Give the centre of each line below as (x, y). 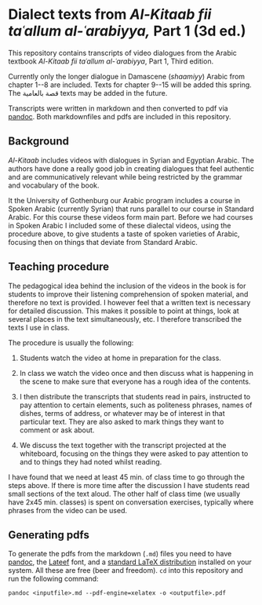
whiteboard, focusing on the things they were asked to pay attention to (134, 454)
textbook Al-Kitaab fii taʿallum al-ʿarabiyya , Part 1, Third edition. (111, 61)
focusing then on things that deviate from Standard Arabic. (103, 242)
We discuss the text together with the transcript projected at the (123, 445)
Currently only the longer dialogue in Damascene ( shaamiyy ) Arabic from (127, 76)
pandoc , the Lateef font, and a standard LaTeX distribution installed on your (130, 562)
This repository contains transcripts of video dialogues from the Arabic (123, 53)
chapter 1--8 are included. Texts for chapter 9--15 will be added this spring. (130, 85)
